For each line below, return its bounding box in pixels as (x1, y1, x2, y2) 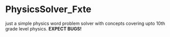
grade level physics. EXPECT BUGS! (5, 25, 82, 31)
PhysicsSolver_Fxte (5, 4, 92, 15)
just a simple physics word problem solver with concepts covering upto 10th (5, 20, 165, 26)
